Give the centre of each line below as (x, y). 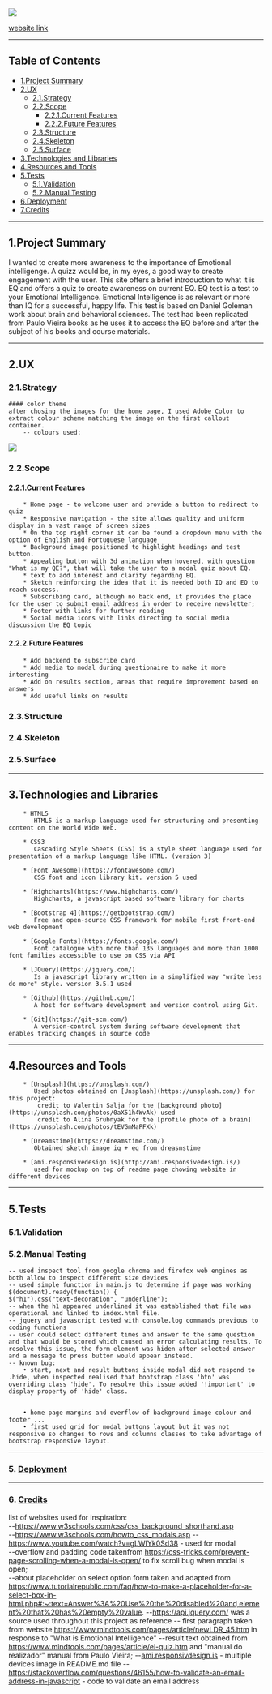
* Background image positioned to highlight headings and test (132, 547)
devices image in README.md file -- (69, 1664)
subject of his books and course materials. (79, 331)
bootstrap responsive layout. (59, 1441)
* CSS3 (34, 842)
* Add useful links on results (76, 696)
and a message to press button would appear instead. (101, 1356)
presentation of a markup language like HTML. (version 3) (110, 856)
